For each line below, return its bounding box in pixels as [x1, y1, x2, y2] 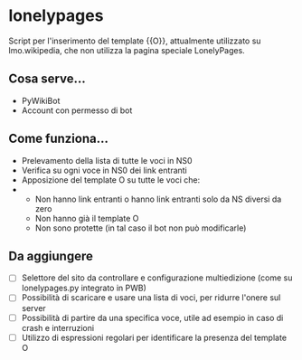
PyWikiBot [21, 95, 61, 106]
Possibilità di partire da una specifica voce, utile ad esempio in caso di [21, 312, 284, 323]
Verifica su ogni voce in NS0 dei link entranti [21, 165, 187, 175]
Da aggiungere [8, 248, 94, 263]
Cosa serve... [8, 71, 87, 87]
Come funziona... [8, 131, 109, 147]
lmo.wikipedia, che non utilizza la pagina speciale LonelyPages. [8, 44, 245, 55]
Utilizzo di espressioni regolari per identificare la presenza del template [21, 332, 287, 343]
